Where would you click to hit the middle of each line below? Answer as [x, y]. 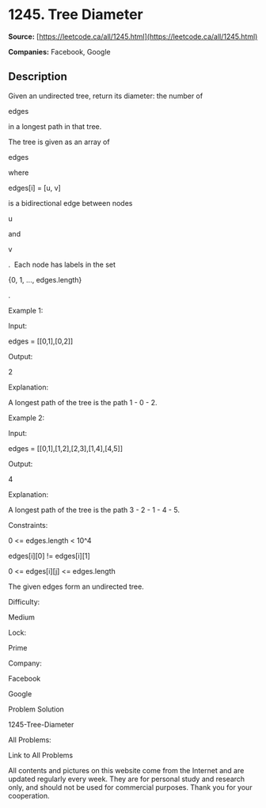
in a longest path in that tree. [55, 126]
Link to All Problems [41, 755]
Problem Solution [36, 709]
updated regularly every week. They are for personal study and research [127, 779]
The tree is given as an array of [59, 142]
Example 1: [26, 310]
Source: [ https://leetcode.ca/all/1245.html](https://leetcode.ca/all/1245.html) [133, 36]
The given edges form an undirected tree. [76, 586]
